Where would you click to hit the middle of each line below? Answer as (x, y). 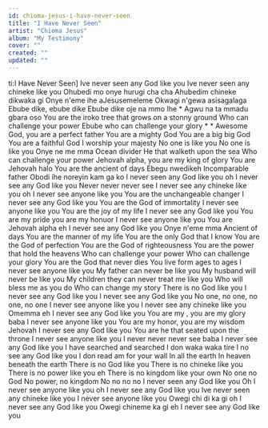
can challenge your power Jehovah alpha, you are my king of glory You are (132, 159)
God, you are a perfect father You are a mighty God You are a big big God (129, 134)
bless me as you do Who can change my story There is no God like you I (128, 287)
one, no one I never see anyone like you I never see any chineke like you (127, 305)
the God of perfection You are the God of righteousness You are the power (131, 244)
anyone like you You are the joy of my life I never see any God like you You (131, 211)
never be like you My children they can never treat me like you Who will (126, 279)
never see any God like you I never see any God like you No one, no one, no (133, 296)
